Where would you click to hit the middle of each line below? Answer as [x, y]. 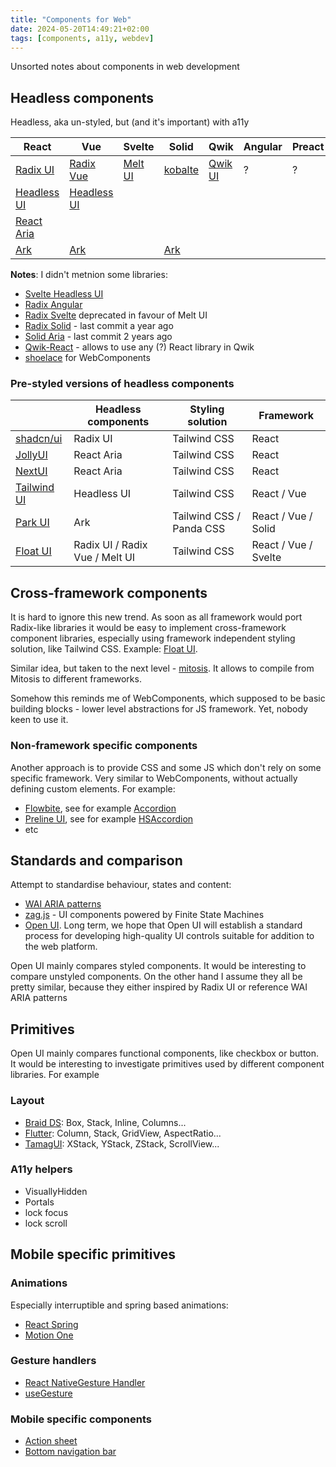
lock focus [46, 1212]
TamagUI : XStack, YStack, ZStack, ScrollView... [122, 1143]
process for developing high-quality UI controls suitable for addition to [169, 936]
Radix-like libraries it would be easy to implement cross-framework [148, 628]
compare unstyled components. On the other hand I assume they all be [156, 977]
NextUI [31, 471]
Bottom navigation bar [70, 1452]
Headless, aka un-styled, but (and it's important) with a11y [130, 122]
